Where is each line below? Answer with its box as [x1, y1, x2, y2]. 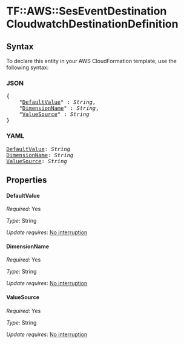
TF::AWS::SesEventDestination [6, 4, 167, 18]
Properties [6, 175, 47, 185]
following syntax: [6, 64, 49, 71]
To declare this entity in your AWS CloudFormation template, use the [6, 58, 177, 64]
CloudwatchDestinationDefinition [6, 17, 179, 31]
